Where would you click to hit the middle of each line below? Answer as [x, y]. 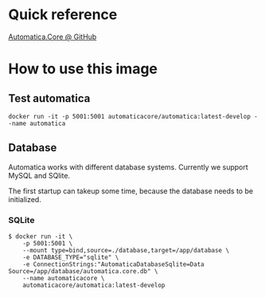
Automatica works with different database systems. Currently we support [128, 167]
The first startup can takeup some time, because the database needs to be [131, 191]
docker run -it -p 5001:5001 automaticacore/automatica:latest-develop [129, 116]
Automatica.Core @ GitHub [53, 37]
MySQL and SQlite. [39, 175]
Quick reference [63, 15]
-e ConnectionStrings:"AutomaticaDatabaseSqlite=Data [113, 264]
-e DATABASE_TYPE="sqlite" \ [71, 258]
